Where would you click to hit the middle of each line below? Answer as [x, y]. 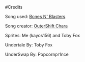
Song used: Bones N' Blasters [35, 16]
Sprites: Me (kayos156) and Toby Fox [42, 35]
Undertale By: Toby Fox [29, 45]
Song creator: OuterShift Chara [36, 26]
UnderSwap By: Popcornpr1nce [37, 54]
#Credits [14, 7]
